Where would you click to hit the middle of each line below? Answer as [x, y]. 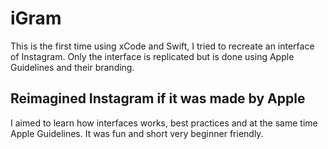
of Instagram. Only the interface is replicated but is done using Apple [152, 56]
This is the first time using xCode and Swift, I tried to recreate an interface [162, 46]
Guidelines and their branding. [72, 67]
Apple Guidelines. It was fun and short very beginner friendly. [137, 133]
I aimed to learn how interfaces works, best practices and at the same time [164, 123]
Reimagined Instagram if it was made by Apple [158, 98]
